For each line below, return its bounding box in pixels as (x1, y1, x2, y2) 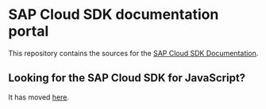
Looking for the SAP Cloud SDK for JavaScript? (8, 71, 246, 85)
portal (8, 22, 49, 40)
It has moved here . (8, 92, 70, 102)
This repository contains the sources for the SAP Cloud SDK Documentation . (8, 48, 259, 58)
